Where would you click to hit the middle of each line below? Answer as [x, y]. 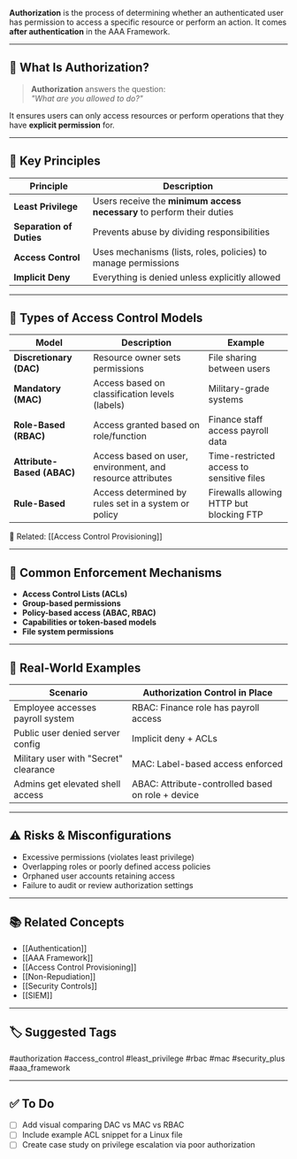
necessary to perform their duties [163, 211]
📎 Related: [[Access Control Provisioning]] [86, 537]
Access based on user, [140, 457]
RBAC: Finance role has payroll [196, 708]
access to [228, 467]
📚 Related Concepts [67, 922]
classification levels [133, 395]
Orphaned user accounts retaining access [98, 876]
